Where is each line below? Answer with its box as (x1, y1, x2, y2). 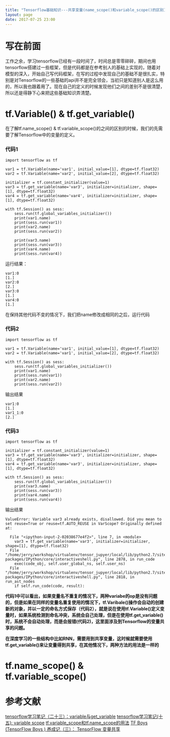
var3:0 (5, 288, 19, 294)
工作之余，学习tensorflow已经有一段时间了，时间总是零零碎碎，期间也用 (5, 58, 156, 64)
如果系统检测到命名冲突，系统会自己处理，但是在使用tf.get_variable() (18, 612, 163, 618)
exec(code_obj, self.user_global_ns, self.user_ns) (14, 561, 125, 567)
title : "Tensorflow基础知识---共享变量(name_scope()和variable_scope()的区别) (5, 7, 166, 13)
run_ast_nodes (5, 579, 35, 585)
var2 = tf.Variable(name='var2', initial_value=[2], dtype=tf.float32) (5, 171, 159, 176)
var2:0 (5, 280, 19, 285)
